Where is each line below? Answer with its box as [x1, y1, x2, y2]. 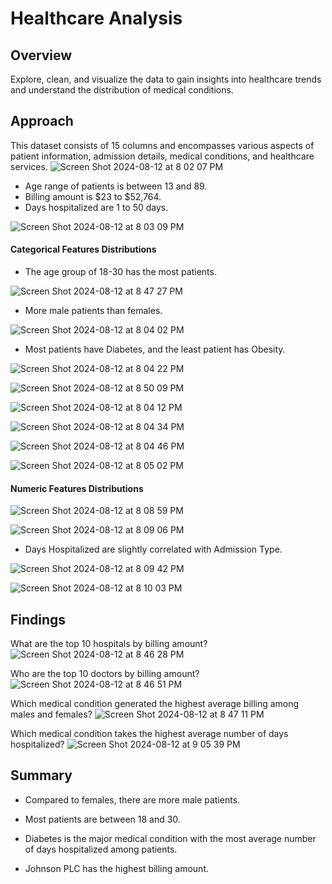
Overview [10, 47, 73, 64]
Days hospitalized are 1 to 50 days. [24, 201, 169, 213]
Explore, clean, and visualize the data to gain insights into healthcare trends [10, 73, 322, 85]
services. [10, 160, 48, 172]
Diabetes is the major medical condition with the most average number [24, 832, 317, 844]
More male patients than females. [24, 305, 163, 317]
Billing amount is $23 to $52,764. [24, 190, 162, 202]
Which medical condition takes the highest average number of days [10, 728, 289, 740]
